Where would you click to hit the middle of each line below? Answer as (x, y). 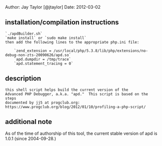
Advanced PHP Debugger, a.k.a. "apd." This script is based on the (77, 94)
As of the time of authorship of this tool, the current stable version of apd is (81, 133)
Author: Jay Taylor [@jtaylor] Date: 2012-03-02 (53, 7)
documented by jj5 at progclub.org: (42, 103)
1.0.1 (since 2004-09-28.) (31, 139)
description (23, 78)
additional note (29, 122)
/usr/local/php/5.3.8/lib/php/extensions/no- (101, 51)
